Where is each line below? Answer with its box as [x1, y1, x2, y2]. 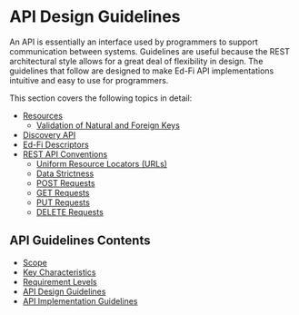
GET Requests [35, 187, 90, 198]
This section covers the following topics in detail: [9, 93, 193, 103]
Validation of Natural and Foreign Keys [35, 120, 180, 131]
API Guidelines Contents [9, 233, 151, 249]
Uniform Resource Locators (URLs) [35, 158, 168, 169]
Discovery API [22, 129, 76, 140]
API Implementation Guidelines [22, 295, 138, 306]
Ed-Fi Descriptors [22, 139, 89, 150]
